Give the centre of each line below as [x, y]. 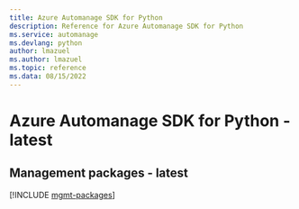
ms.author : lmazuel [46, 59]
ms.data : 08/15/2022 [48, 77]
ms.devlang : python [46, 43]
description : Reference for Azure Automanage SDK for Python [127, 26]
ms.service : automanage [54, 34]
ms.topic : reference [48, 68]
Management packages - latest [99, 173]
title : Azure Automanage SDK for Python [86, 18]
